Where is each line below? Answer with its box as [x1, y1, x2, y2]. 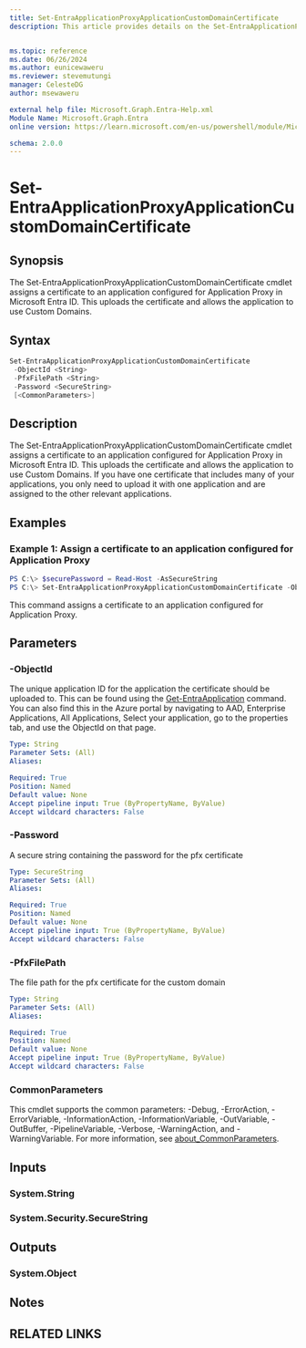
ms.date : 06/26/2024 [9, 55, 88, 64]
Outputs [9, 1239, 57, 1255]
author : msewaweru [9, 88, 79, 98]
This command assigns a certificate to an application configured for [9, 599, 264, 610]
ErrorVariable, [9, 1114, 62, 1125]
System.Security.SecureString [9, 1211, 148, 1224]
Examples [9, 514, 66, 530]
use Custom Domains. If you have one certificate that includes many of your [9, 469, 295, 480]
